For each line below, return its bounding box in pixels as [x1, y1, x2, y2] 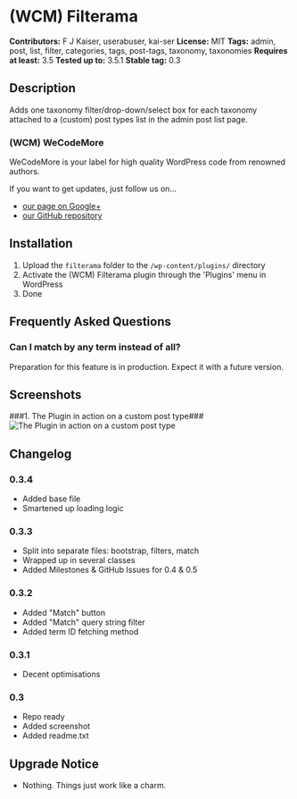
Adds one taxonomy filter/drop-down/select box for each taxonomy [9, 105, 258, 115]
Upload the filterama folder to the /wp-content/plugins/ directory [21, 259, 266, 270]
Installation [9, 236, 73, 251]
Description [9, 80, 76, 96]
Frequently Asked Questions [9, 315, 172, 330]
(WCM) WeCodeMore [9, 136, 104, 148]
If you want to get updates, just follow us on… [9, 183, 177, 194]
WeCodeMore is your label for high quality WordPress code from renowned [9, 156, 286, 167]
